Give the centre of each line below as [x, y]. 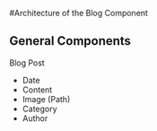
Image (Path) [46, 99]
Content [37, 90]
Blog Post [27, 63]
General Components [70, 41]
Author [35, 118]
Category [39, 109]
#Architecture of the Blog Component [78, 13]
